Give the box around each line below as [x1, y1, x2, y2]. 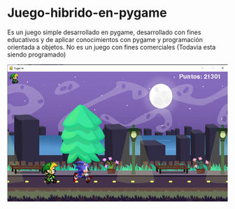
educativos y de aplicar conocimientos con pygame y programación [7, 35, 203, 43]
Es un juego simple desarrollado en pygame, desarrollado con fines [7, 28, 201, 36]
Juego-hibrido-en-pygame [7, 5, 168, 21]
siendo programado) [7, 50, 66, 59]
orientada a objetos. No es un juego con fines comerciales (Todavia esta [7, 43, 216, 51]
